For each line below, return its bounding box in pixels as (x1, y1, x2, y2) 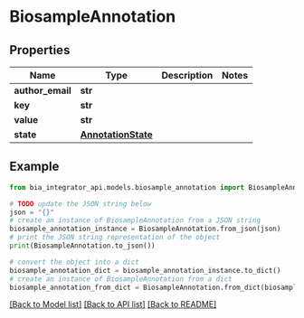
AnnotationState (80, 128, 153, 141)
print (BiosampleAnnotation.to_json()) (9, 241, 156, 250)
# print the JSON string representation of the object (9, 233, 221, 242)
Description (161, 70, 214, 81)
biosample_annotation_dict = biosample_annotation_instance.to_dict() (9, 266, 281, 275)
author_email (14, 84, 72, 97)
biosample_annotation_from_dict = (9, 283, 140, 292)
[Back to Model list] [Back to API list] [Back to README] (9, 299, 217, 310)
